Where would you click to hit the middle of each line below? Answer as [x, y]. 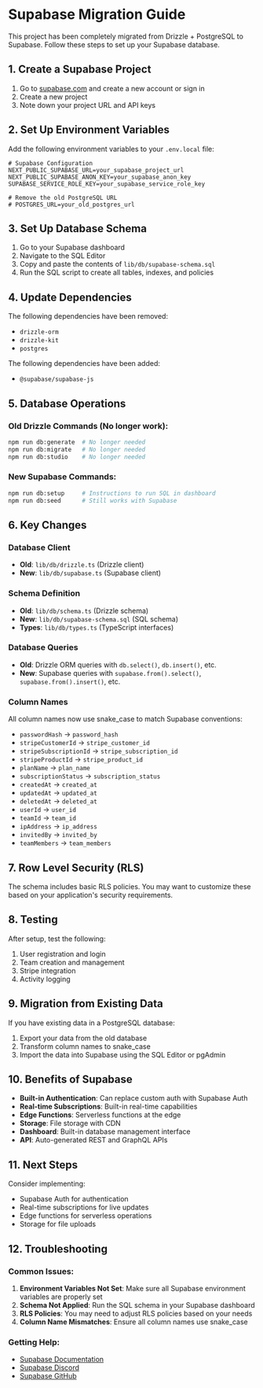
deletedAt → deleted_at [58, 801]
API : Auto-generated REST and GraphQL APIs [93, 1140]
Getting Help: [34, 1342]
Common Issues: [41, 1271]
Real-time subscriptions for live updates [84, 1207]
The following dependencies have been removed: [88, 316]
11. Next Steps [43, 1165]
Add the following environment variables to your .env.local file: [111, 149]
